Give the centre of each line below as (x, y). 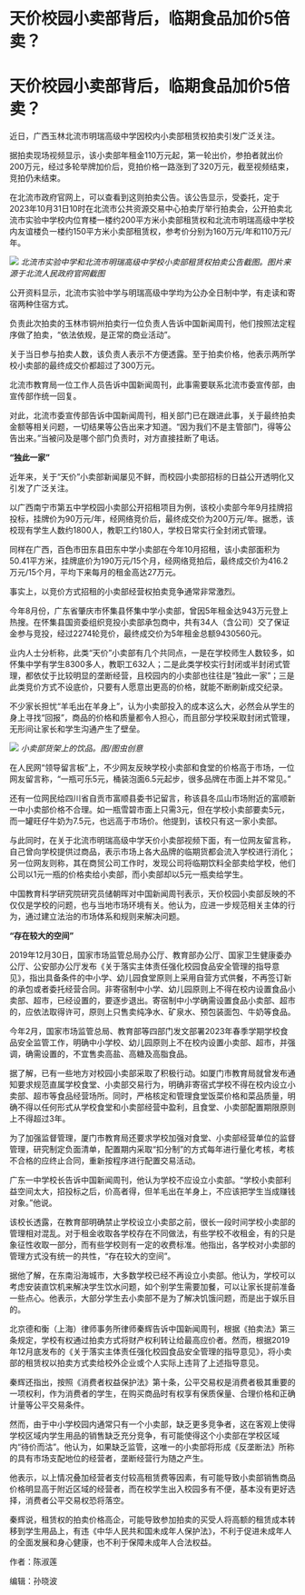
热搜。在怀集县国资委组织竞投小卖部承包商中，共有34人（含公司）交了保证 (150, 623)
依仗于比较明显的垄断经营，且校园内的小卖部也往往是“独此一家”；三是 (164, 676)
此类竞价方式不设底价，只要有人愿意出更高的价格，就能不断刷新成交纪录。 (148, 687)
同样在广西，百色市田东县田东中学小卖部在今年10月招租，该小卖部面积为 (145, 550)
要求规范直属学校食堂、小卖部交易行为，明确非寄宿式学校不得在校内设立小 (156, 1085)
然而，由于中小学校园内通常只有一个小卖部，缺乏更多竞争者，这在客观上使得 (152, 1424)
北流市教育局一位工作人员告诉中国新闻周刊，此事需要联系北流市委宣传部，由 (152, 385)
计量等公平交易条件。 (49, 1405)
